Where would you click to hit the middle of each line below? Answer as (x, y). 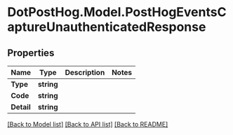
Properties (31, 53)
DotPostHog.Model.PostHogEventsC (117, 12)
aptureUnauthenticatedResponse (107, 27)
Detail (21, 107)
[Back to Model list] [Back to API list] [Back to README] (88, 124)
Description (85, 72)
